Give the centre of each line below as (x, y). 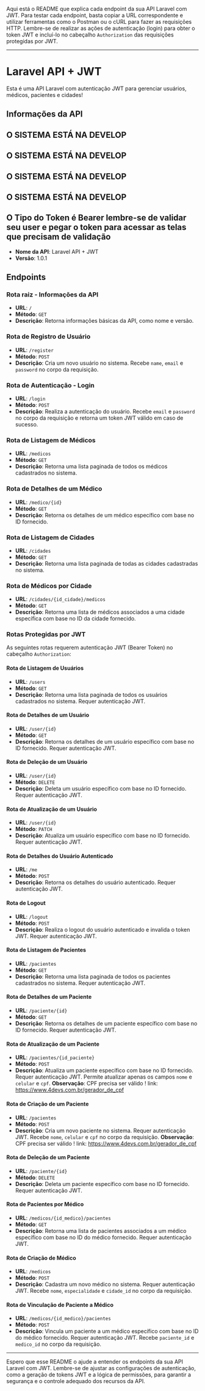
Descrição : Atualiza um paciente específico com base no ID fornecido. (104, 1071)
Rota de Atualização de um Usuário (52, 809)
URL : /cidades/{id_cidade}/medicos (60, 599)
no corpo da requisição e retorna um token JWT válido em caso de (99, 418)
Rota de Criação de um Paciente (48, 1104)
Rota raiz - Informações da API (52, 295)
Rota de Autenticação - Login (50, 385)
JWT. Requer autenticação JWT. (56, 936)
